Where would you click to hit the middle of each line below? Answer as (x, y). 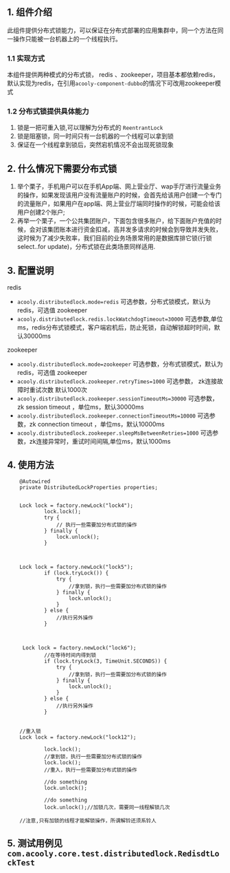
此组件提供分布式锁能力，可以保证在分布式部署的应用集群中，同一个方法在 (112, 30)
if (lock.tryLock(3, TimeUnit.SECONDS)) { (105, 661)
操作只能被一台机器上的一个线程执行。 (67, 39)
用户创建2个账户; (41, 213)
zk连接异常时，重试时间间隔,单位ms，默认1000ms (100, 442)
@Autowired (35, 481)
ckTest (21, 863)
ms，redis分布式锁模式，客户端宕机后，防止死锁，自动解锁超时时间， (116, 327)
